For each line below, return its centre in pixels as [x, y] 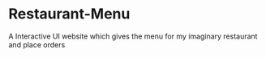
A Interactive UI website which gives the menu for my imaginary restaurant [133, 36]
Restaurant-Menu [69, 14]
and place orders [37, 44]
